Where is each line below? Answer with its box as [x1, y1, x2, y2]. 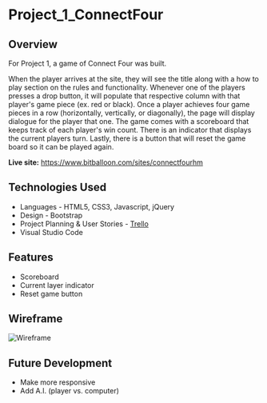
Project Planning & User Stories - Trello [19, 218, 149, 229]
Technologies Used [8, 181, 106, 194]
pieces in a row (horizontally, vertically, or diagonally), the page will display [8, 108, 256, 118]
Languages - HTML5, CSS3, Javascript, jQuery [19, 201, 174, 211]
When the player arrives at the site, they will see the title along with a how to [8, 74, 260, 83]
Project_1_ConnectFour [8, 6, 164, 24]
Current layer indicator [19, 280, 94, 289]
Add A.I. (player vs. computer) [19, 386, 120, 396]
